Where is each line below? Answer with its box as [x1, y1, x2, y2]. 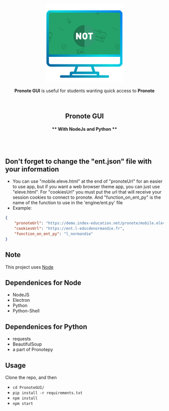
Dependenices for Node [5, 278, 81, 287]
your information [5, 165, 59, 174]
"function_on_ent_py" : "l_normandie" [14, 231, 94, 236]
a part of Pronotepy [12, 347, 53, 353]
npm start [12, 401, 34, 406]
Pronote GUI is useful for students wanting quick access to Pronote [14, 88, 155, 94]
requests [12, 336, 31, 342]
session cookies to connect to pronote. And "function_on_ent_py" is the [12, 194, 161, 200]
